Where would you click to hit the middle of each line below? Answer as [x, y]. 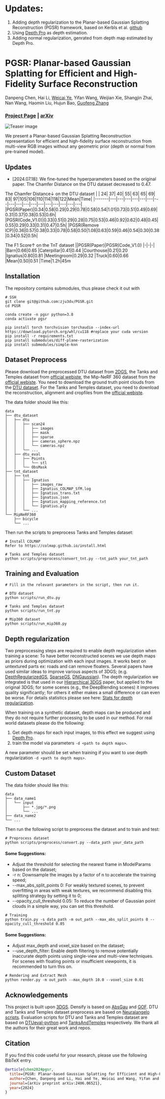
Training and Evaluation [42, 574]
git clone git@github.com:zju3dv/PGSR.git [49, 301]
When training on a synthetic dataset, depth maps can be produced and [78, 713]
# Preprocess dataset [27, 838]
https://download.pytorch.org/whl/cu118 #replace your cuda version [77, 332]
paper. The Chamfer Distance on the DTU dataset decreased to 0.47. [82, 184]
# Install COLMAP [23, 541]
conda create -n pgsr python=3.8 [39, 314]
